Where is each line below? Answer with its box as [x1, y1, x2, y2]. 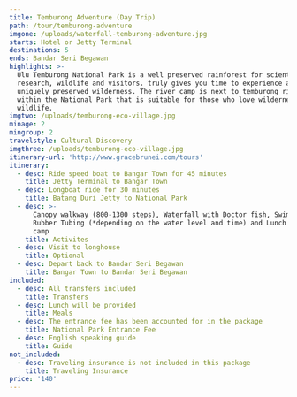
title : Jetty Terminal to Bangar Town [25, 178, 168, 187]
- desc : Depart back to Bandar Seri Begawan [17, 260, 184, 269]
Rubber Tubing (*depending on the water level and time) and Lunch [32, 218, 287, 227]
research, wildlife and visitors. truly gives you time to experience [17, 79, 283, 88]
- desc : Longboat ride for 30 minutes [17, 186, 161, 195]
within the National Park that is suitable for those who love [17, 95, 255, 104]
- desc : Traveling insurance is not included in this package [17, 358, 251, 367]
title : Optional [25, 251, 86, 261]
